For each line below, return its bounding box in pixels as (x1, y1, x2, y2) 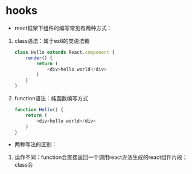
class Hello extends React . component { (14, 49, 115, 55)
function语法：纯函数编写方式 (14, 95, 89, 102)
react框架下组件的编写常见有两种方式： (14, 24, 112, 31)
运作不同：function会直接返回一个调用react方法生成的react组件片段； (14, 153, 188, 161)
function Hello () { (14, 107, 64, 113)
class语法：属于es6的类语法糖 (14, 37, 90, 44)
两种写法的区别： (14, 141, 57, 148)
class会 (14, 161, 33, 169)
